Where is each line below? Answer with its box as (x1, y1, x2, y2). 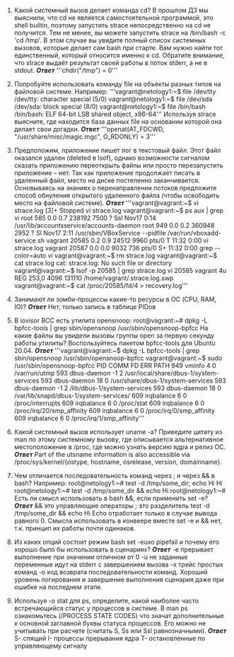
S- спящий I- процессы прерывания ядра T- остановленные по (13, 634, 206, 642)
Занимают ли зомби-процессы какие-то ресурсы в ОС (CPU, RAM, (13, 295, 217, 303)
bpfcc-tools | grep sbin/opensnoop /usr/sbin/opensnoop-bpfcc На (13, 324, 209, 332)
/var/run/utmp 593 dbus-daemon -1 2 (13, 369, 124, 377)
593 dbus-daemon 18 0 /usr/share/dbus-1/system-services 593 (40, 376, 226, 385)
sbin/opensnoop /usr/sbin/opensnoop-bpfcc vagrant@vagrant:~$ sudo (13, 354, 223, 362)
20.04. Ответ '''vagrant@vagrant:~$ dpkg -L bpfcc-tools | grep (13, 347, 200, 354)
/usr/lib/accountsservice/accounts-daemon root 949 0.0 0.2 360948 (13, 221, 215, 229)
